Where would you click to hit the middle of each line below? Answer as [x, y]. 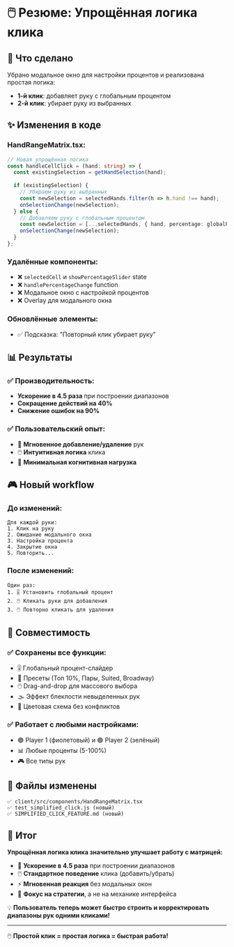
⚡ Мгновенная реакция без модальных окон [84, 884]
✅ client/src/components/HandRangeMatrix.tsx [75, 802]
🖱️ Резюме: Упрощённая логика [102, 13]
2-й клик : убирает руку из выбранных [74, 103]
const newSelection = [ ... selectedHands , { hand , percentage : [112, 224]
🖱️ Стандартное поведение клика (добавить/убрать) [96, 874]
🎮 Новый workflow [51, 485]
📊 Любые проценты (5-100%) [62, 751]
